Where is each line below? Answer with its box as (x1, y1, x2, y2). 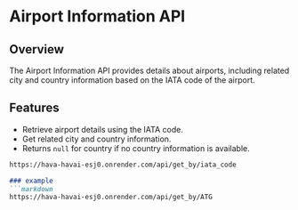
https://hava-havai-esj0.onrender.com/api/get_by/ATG (9, 193, 213, 202)
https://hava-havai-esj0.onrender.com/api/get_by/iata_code (9, 160, 238, 169)
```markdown (9, 184, 53, 193)
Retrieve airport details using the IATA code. (21, 124, 184, 134)
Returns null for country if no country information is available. (21, 142, 251, 153)
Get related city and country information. (21, 133, 172, 144)
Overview (9, 42, 65, 57)
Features (9, 101, 60, 116)
